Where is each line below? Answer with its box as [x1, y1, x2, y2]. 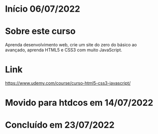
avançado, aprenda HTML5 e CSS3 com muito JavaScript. [5, 47, 122, 53]
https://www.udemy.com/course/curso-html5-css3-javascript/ [5, 80, 131, 86]
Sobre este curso [5, 26, 76, 37]
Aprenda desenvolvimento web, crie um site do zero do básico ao [5, 42, 138, 48]
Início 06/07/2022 [5, 3, 80, 15]
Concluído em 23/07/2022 [5, 119, 115, 131]
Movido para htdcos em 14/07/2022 [5, 97, 154, 108]
